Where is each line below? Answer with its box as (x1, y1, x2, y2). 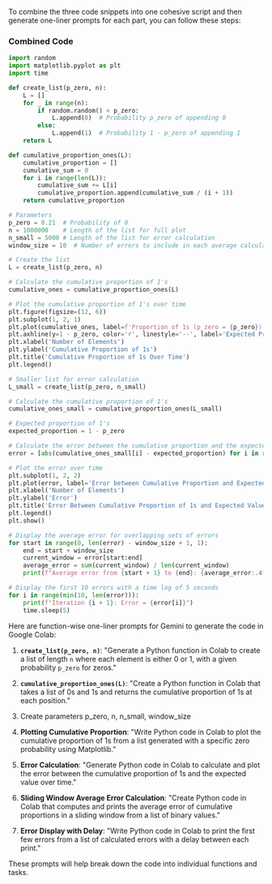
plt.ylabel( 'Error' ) (8, 494, 79, 502)
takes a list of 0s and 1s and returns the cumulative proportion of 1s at (19, 687, 253, 697)
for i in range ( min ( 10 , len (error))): (8, 591, 139, 599)
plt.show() (8, 517, 45, 525)
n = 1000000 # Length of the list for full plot (8, 226, 186, 234)
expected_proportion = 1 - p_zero (8, 427, 125, 436)
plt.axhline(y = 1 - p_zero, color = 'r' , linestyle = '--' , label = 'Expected (8, 330, 255, 339)
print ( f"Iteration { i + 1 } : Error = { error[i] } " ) (23, 599, 194, 607)
